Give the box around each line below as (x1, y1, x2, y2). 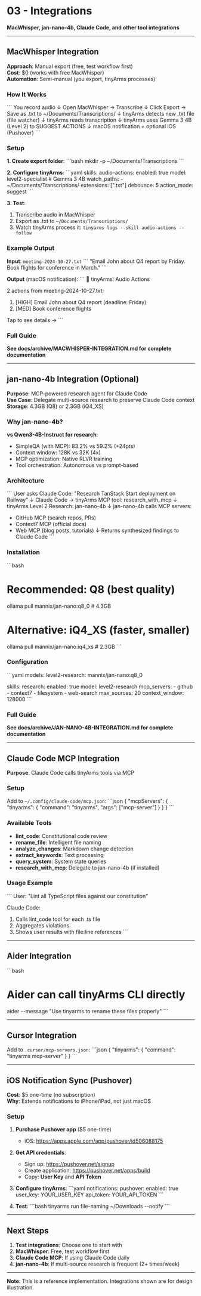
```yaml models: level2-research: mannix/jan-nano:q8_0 (7, 671, 143, 678)
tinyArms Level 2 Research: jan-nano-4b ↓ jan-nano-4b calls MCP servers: (7, 503, 192, 510)
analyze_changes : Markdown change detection (15, 845, 134, 852)
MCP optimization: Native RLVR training (15, 455, 113, 463)
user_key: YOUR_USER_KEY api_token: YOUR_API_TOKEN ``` (15, 1191, 164, 1198)
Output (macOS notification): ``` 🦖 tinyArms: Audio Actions (7, 276, 150, 283)
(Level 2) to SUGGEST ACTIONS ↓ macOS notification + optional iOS (7, 123, 177, 130)
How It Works (7, 90, 47, 98)
